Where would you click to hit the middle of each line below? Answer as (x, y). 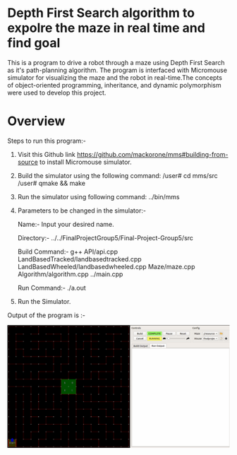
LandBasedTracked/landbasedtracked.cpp (80, 259)
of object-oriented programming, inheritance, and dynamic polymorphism (115, 85)
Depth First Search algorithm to (101, 13)
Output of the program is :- (47, 315)
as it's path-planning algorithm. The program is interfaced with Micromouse (117, 70)
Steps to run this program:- (47, 141)
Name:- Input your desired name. (66, 224)
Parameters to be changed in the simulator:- (82, 211)
